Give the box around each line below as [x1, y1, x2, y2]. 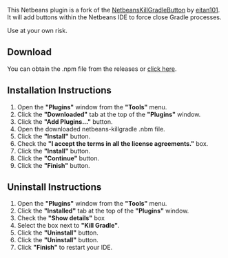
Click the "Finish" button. [17, 161, 91, 169]
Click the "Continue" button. [17, 154, 100, 162]
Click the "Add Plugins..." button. [17, 117, 113, 126]
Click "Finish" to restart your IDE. [17, 244, 113, 252]
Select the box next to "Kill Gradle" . [17, 222, 120, 230]
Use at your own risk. [7, 27, 68, 34]
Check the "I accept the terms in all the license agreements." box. [17, 139, 209, 147]
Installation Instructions [7, 85, 112, 96]
